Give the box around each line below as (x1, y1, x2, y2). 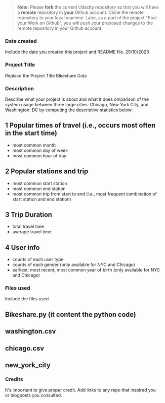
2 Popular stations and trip (5, 167, 88, 176)
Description (5, 85, 34, 92)
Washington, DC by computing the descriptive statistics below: (5, 107, 133, 113)
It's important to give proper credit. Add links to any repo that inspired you (5, 387, 156, 393)
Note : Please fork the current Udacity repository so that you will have (17, 4, 159, 10)
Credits (5, 376, 23, 383)
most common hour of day (12, 152, 67, 158)
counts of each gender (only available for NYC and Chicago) (12, 262, 135, 268)
